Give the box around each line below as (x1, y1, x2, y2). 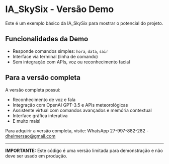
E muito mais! (12, 118, 41, 124)
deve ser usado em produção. (5, 152, 67, 159)
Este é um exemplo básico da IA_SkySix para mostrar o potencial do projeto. (5, 20, 163, 26)
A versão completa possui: (5, 87, 60, 93)
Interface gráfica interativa (12, 112, 68, 119)
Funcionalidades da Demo (5, 35, 89, 43)
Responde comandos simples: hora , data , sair (12, 48, 109, 54)
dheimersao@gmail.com (5, 133, 56, 139)
